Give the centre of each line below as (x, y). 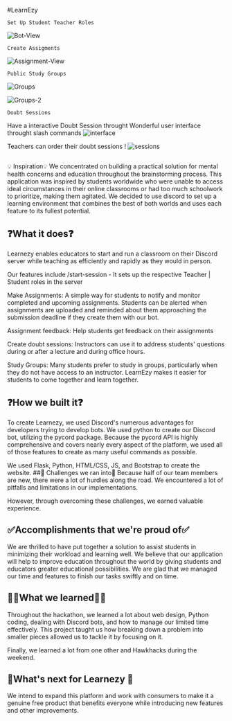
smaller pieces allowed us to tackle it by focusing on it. (85, 637)
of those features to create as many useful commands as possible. (102, 452)
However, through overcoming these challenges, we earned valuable (105, 501)
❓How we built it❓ (45, 402)
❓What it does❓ (41, 234)
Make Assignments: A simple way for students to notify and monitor (104, 295)
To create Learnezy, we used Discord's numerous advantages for (100, 422)
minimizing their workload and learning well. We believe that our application (115, 554)
